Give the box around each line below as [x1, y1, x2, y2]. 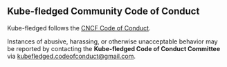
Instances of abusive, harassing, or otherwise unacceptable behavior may [7, 37, 218, 46]
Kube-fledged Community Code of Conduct [7, 6, 200, 17]
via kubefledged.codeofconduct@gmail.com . [7, 52, 136, 60]
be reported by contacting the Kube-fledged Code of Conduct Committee [7, 44, 221, 52]
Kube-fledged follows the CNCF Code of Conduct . [7, 23, 151, 32]
